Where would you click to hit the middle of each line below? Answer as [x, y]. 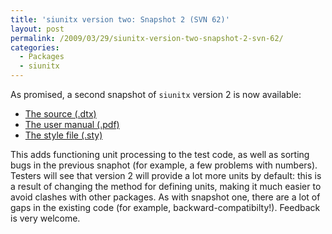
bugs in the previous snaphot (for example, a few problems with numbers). [164, 165]
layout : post [37, 29]
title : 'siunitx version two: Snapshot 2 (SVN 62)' [120, 19]
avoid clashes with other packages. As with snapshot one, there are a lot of [165, 197]
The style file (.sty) [63, 135]
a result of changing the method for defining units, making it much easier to [166, 186]
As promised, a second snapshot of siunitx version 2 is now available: [156, 94]
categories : [35, 47]
